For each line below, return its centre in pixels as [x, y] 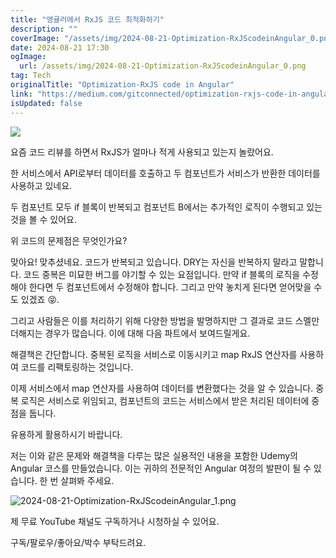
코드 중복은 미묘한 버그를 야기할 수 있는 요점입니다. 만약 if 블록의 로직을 [162, 274]
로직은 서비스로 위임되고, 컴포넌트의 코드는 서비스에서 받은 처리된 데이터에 [165, 400]
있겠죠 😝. [40, 299]
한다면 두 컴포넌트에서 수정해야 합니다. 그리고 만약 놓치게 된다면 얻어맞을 [170, 287]
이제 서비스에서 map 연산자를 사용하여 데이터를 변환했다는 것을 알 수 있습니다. [162, 388]
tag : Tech [31, 76]
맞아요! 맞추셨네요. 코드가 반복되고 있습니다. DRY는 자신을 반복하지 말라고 [154, 262]
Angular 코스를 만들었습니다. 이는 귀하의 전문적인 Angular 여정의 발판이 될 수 [161, 468]
